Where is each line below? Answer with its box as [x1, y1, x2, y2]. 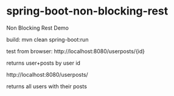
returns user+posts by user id [6, 59, 81, 66]
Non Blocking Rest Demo [6, 24, 69, 31]
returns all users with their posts [6, 83, 87, 90]
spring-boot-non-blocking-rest [6, 4, 169, 18]
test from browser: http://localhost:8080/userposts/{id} [6, 47, 145, 55]
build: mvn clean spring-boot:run [6, 36, 89, 43]
